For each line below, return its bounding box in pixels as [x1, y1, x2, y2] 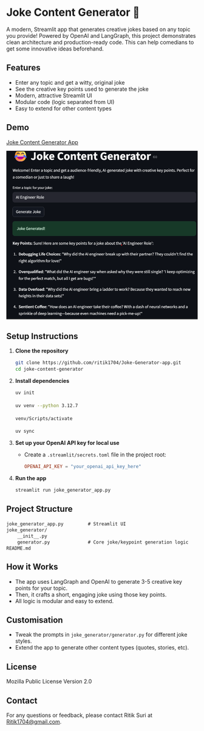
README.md [6, 545, 32, 551]
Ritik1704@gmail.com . [6, 718, 62, 726]
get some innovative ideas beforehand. [6, 45, 104, 52]
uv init [15, 390, 35, 396]
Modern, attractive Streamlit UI [15, 91, 92, 99]
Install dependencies [15, 377, 70, 385]
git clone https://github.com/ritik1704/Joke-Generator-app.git [15, 360, 182, 366]
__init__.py [17, 533, 47, 539]
